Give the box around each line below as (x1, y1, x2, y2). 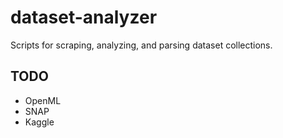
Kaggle (24, 116, 55, 128)
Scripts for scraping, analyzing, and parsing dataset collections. (10, 39, 273, 51)
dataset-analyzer (10, 6, 158, 29)
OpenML (24, 94, 62, 106)
